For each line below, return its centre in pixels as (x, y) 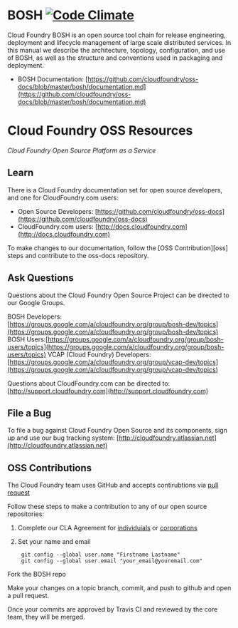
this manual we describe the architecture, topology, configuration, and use (117, 50)
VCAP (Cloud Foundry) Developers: (99, 354)
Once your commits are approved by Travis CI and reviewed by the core (113, 609)
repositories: (26, 514)
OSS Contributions (50, 468)
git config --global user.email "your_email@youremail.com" (112, 561)
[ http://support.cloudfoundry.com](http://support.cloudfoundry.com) (108, 391)
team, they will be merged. (46, 617)
